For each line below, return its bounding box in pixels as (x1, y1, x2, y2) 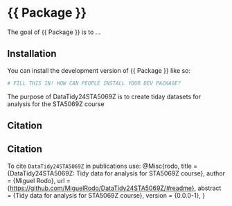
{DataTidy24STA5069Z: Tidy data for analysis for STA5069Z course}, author (7, 169, 226, 178)
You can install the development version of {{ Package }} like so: (7, 66, 191, 74)
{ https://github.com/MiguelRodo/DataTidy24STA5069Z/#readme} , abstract (7, 184, 222, 192)
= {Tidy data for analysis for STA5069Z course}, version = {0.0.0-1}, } (7, 191, 206, 199)
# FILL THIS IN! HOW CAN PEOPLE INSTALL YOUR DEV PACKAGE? (7, 80, 181, 87)
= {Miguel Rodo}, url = (7, 176, 71, 184)
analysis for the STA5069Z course (7, 99, 105, 108)
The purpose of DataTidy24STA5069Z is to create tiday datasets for (7, 92, 202, 101)
